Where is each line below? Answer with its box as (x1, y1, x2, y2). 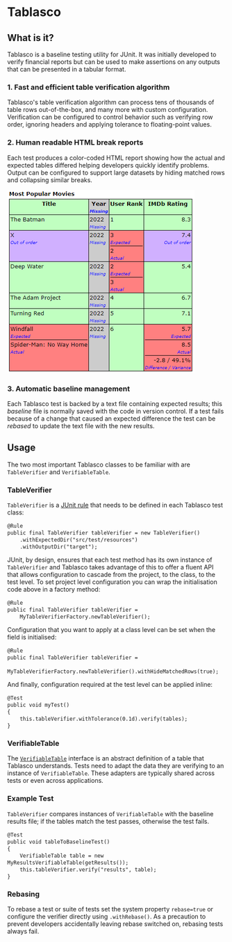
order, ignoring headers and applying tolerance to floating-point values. (7, 120, 212, 129)
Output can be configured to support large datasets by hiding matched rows (7, 168, 225, 177)
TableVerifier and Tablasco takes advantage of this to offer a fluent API (7, 563, 214, 571)
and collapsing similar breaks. (7, 175, 92, 184)
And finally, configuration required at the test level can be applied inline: (7, 681, 213, 688)
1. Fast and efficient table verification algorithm (7, 82, 170, 92)
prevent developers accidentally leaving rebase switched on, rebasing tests (7, 919, 224, 928)
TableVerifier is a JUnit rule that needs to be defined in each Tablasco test (7, 501, 224, 509)
